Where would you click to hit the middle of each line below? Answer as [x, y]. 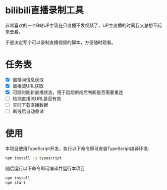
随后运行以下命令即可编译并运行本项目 [45, 169]
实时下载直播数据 [30, 105]
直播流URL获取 [28, 86]
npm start [16, 182]
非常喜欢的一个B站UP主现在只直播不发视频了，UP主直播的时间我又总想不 [81, 25]
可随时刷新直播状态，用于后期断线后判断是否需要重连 [68, 92]
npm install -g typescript [34, 158]
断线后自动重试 [28, 111]
